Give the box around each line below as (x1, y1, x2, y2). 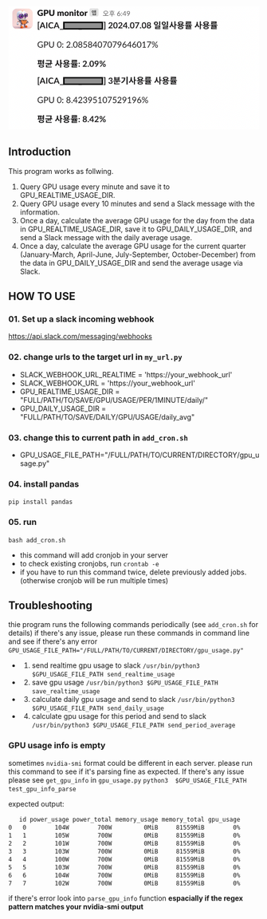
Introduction (8, 145, 72, 159)
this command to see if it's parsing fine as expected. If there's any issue (8, 767, 245, 776)
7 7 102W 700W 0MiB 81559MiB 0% (8, 879, 241, 887)
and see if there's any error (8, 637, 98, 646)
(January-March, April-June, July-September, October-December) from (19, 250, 257, 259)
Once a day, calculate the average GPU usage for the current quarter (19, 241, 246, 250)
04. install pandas (8, 478, 80, 489)
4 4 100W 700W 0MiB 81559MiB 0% (8, 855, 241, 863)
